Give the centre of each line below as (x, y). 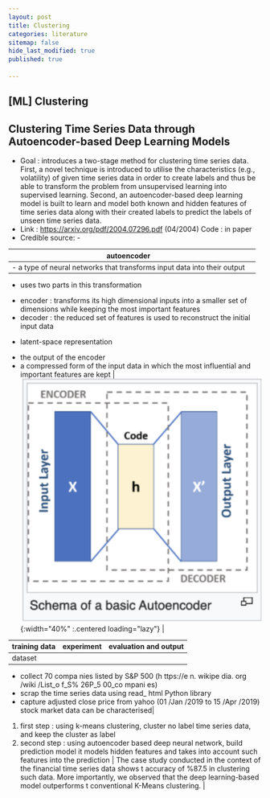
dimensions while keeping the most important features (110, 309)
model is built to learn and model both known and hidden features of (133, 204)
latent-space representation (66, 342)
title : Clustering (39, 25)
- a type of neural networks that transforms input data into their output (128, 267)
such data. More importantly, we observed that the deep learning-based (139, 777)
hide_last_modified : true (51, 51)
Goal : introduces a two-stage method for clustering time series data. (134, 161)
